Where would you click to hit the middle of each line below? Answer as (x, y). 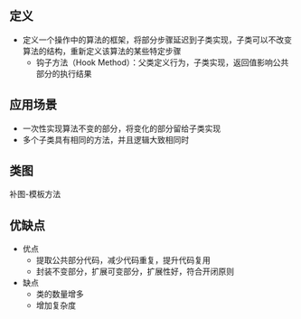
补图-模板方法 (35, 194)
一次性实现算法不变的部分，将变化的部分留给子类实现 (122, 128)
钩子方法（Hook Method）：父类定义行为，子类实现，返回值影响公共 (162, 62)
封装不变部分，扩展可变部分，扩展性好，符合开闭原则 (135, 272)
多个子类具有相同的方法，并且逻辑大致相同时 (106, 139)
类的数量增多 (60, 294)
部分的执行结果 (64, 73)
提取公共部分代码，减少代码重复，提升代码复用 (123, 260)
